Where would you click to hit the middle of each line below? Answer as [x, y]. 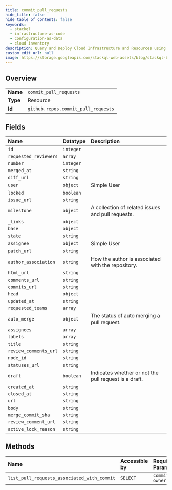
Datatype [74, 141]
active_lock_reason [31, 429]
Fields [15, 127]
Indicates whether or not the [125, 373]
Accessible [134, 461]
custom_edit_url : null [29, 53]
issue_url [20, 200]
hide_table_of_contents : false [39, 19]
